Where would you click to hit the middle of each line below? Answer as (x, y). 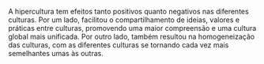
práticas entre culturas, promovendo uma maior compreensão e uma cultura (132, 28)
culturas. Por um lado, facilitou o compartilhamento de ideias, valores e (124, 20)
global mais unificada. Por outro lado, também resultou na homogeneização (132, 36)
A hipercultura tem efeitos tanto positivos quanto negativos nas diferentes (128, 11)
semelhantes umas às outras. (56, 53)
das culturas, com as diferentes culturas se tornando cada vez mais (119, 45)
